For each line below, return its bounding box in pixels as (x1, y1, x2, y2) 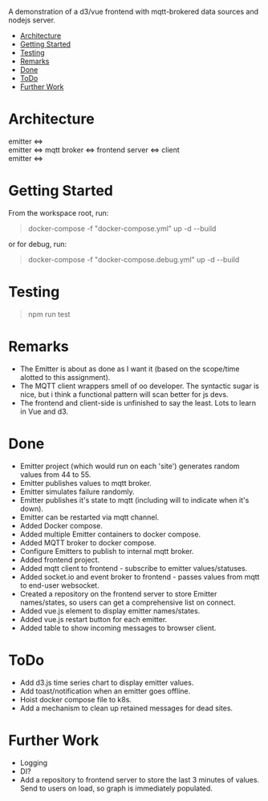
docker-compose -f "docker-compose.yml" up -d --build (27, 224, 217, 233)
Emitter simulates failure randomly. (19, 487, 135, 496)
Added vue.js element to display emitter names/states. (19, 605, 201, 616)
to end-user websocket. (19, 581, 99, 590)
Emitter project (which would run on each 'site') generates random (19, 461, 240, 471)
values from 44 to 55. (19, 469, 91, 479)
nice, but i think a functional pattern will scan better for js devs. (19, 389, 229, 399)
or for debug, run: (8, 239, 67, 249)
